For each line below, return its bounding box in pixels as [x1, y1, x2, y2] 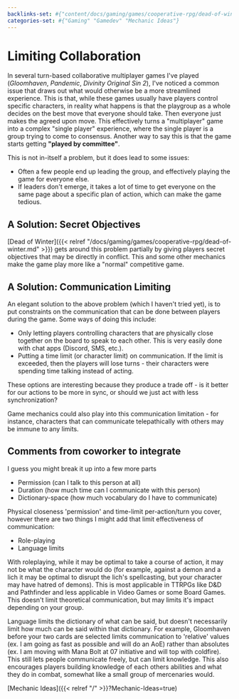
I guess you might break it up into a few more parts [7, 464, 156, 473]
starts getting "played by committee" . [7, 140, 120, 149]
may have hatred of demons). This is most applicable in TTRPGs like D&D [7, 580, 222, 589]
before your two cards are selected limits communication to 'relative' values [7, 632, 230, 640]
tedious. [17, 198, 42, 206]
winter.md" [7, 245, 40, 253]
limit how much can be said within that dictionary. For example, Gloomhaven [7, 624, 231, 633]
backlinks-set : [7, 10, 53, 18]
